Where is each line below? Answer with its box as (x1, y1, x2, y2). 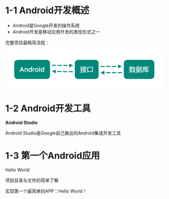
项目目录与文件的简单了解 (5, 177, 59, 183)
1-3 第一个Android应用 (5, 150, 100, 161)
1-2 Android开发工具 (5, 103, 91, 114)
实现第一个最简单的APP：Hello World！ (5, 188, 88, 194)
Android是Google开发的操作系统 (12, 22, 80, 28)
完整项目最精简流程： (5, 39, 50, 46)
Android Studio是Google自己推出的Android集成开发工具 (5, 130, 121, 136)
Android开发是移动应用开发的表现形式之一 (12, 28, 100, 35)
